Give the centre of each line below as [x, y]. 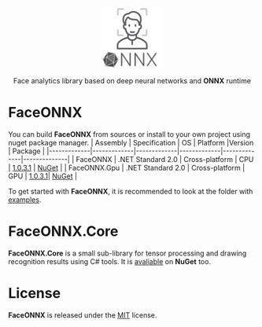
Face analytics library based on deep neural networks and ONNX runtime [132, 81]
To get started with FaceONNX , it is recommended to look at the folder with [131, 191]
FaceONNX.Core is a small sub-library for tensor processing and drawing [127, 253]
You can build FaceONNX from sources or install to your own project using [129, 134]
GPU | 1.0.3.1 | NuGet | [42, 176]
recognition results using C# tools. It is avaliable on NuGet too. [109, 261]
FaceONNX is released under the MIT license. [83, 315]
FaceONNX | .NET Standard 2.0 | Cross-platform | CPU [165, 159]
